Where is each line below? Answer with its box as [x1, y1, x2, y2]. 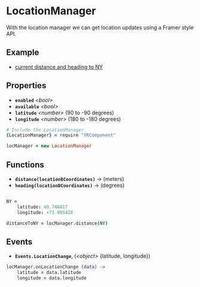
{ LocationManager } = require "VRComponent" [6, 132, 116, 138]
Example [6, 48, 39, 58]
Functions [6, 160, 45, 170]
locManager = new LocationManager [6, 143, 93, 149]
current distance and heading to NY [14, 63, 103, 70]
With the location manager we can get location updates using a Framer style [6, 24, 194, 31]
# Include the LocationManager [6, 127, 84, 133]
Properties [6, 80, 47, 91]
